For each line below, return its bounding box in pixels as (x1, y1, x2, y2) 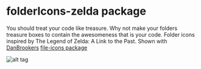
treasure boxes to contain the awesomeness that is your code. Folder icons (6, 31, 195, 38)
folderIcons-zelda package (6, 4, 146, 18)
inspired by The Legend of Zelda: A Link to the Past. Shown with (6, 37, 167, 45)
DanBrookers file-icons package (6, 44, 88, 51)
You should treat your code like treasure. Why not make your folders (6, 24, 178, 32)
